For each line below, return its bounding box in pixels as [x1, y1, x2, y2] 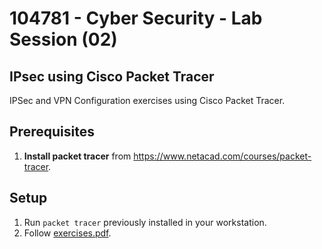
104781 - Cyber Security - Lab [9, 7, 263, 30]
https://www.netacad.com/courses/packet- [133, 150, 312, 162]
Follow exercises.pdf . [23, 227, 112, 239]
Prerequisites [9, 123, 95, 141]
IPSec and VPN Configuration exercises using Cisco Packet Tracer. [9, 95, 286, 106]
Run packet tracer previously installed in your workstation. [23, 216, 267, 228]
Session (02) [9, 28, 118, 51]
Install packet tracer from [23, 150, 132, 162]
